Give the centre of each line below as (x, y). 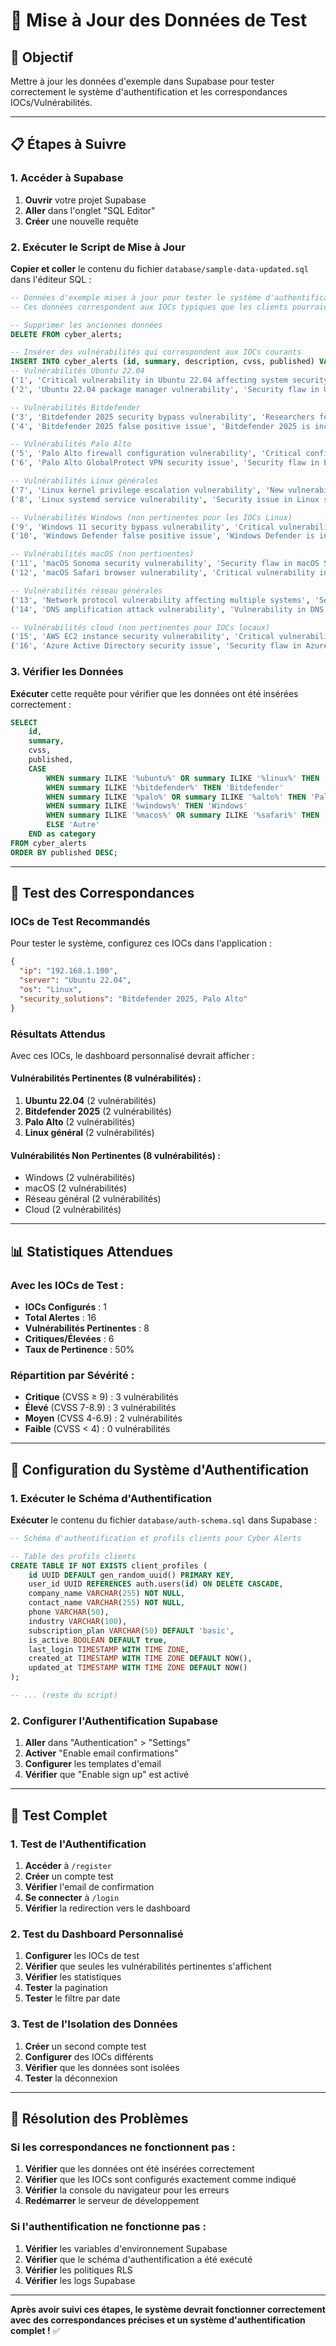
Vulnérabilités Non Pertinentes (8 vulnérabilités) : (116, 1155)
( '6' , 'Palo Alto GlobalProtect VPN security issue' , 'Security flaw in (165, 463)
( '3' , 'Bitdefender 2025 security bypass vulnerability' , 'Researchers (162, 417)
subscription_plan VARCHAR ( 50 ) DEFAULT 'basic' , (131, 1630)
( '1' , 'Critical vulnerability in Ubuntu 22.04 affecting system (149, 380)
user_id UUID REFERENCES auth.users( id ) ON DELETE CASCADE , (156, 1584)
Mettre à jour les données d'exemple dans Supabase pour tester (142, 81)
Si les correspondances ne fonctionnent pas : (123, 2147)
